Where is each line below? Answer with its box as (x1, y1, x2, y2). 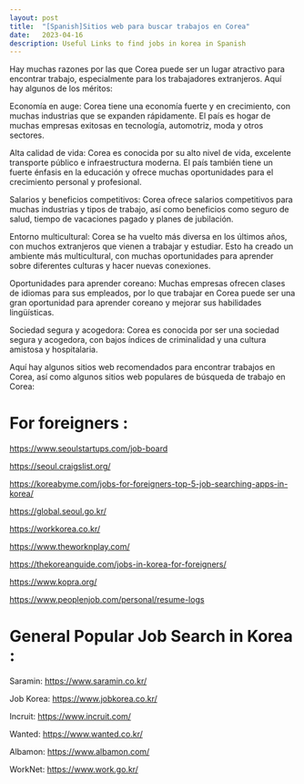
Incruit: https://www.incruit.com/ (9, 711, 132, 722)
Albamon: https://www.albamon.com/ (9, 747, 150, 758)
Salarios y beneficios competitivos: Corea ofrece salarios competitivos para (9, 194, 293, 205)
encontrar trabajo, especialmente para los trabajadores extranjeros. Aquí (9, 74, 282, 85)
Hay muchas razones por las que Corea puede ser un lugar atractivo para (9, 64, 285, 75)
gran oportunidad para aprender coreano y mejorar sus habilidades (9, 297, 262, 308)
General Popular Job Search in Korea (9, 626, 293, 647)
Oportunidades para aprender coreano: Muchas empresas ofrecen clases (9, 278, 286, 289)
